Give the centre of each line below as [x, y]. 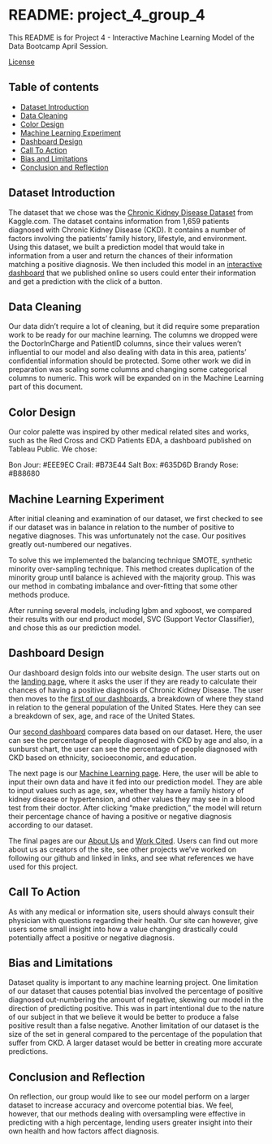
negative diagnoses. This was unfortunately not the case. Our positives [127, 536]
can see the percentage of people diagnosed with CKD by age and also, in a [136, 740]
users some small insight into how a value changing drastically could [123, 929]
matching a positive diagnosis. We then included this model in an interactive [135, 264]
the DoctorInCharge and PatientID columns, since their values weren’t [125, 343]
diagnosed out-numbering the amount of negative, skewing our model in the [136, 999]
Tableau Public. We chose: [53, 449]
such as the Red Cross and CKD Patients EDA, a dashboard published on [130, 441]
